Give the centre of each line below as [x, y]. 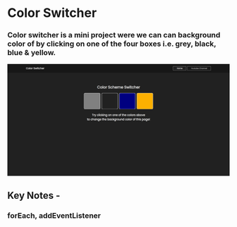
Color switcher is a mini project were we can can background [114, 35]
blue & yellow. [32, 53]
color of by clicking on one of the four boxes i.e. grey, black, [112, 44]
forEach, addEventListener [54, 216]
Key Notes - [34, 196]
